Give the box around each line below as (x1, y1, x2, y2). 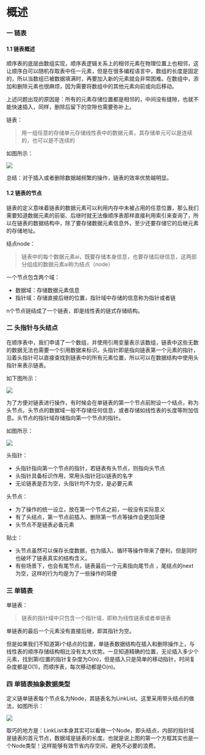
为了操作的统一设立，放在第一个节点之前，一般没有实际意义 (15, 506, 165, 513)
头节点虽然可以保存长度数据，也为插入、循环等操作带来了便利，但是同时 (15, 546, 197, 554)
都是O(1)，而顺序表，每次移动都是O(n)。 (16, 663, 119, 671)
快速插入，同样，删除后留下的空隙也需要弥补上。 (11, 103, 135, 110)
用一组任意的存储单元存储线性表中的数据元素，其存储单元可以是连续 (21, 129, 193, 137)
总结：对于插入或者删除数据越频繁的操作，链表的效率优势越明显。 (6, 174, 172, 182)
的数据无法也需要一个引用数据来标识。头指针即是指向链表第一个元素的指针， (6, 346, 199, 354)
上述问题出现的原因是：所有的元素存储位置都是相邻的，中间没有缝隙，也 (6, 96, 188, 103)
